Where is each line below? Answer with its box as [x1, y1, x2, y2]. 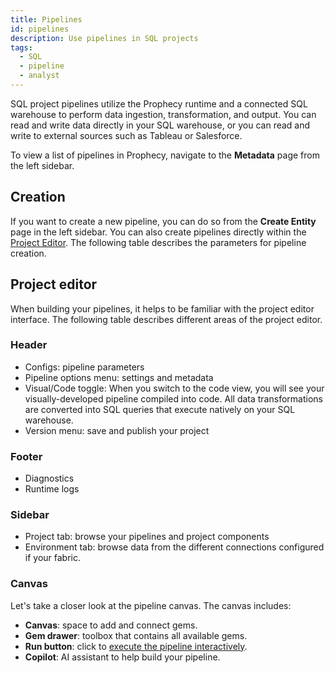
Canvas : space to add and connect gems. [24, 619, 198, 631]
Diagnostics [24, 472, 75, 485]
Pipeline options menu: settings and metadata [24, 371, 214, 383]
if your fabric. [24, 552, 82, 564]
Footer [10, 449, 43, 463]
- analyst [19, 71, 60, 81]
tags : [10, 42, 33, 53]
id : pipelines [10, 24, 70, 34]
